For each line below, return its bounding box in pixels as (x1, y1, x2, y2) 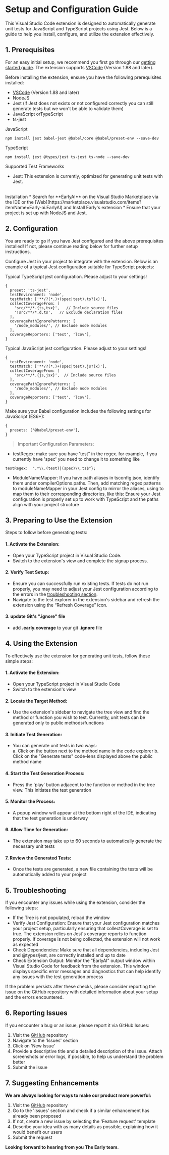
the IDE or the (5, 199, 34, 205)
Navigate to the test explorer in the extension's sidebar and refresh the (12, 596, 160, 602)
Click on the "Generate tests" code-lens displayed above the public (12, 753, 153, 759)
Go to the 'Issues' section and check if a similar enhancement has (12, 1108, 150, 1114)
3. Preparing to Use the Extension (5, 516, 112, 524)
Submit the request (12, 1134, 52, 1140)
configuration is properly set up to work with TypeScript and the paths (12, 496, 159, 502)
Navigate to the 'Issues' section (12, 1037, 78, 1043)
